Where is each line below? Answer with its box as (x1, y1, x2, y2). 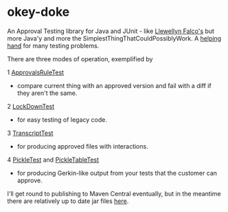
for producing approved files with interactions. (16, 142, 149, 150)
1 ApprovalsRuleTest (7, 68, 64, 76)
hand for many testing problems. (7, 41, 100, 50)
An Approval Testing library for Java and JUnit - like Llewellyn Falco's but (7, 27, 215, 35)
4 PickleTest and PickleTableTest (7, 156, 100, 164)
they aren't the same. (16, 89, 78, 97)
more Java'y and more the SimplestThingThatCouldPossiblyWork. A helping (7, 34, 222, 42)
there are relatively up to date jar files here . (7, 197, 129, 205)
